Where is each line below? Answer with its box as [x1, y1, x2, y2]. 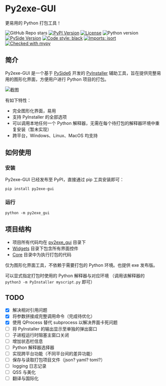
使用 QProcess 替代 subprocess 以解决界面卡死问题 [12, 320, 118, 326]
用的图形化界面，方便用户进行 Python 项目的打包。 [5, 76, 109, 82]
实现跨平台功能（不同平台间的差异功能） [12, 350, 95, 356]
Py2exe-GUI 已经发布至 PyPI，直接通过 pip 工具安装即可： [5, 177, 124, 183]
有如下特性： [5, 97, 31, 103]
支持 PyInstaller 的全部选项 [12, 114, 67, 120]
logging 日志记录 [12, 363, 47, 369]
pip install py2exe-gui [5, 187, 55, 192]
